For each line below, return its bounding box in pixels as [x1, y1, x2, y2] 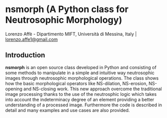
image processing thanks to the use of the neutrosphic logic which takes [5, 91, 157, 97]
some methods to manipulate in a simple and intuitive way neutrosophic [5, 70, 155, 76]
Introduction [5, 51, 46, 60]
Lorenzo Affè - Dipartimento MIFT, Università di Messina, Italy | [5, 31, 137, 37]
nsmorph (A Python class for [5, 4, 129, 15]
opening [5, 86, 23, 92]
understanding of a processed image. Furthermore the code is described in [5, 102, 162, 108]
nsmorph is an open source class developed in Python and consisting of [5, 64, 157, 70]
